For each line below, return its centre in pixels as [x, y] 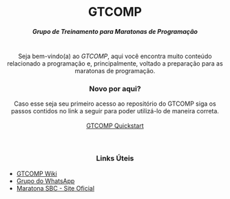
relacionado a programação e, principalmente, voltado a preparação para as [115, 63]
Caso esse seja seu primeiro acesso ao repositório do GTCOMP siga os [115, 104]
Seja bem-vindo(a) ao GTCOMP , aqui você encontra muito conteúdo [115, 56]
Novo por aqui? [115, 88]
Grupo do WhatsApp [45, 181]
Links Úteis [115, 158]
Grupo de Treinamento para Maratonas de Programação [115, 31]
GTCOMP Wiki [37, 173]
